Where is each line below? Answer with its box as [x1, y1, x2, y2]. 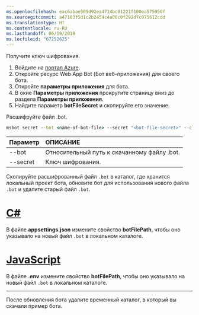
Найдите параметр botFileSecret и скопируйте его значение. [14, 102, 170, 109]
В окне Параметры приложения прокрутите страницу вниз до [14, 90, 175, 96]
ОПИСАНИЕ [45, 138, 81, 146]
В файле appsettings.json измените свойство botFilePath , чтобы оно [6, 226, 181, 233]
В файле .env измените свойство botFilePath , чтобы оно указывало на [6, 272, 185, 279]
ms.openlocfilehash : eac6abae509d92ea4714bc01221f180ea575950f [6, 8, 166, 15]
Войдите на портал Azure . [14, 64, 81, 71]
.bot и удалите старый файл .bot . [6, 185, 91, 193]
